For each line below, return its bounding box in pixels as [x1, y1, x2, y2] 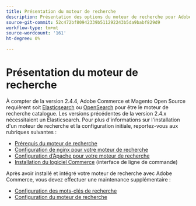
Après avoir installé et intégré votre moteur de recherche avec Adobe [6, 170, 173, 177]
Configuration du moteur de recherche [14, 193, 108, 200]
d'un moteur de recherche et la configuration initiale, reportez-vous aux [6, 122, 178, 129]
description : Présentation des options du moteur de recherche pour [6, 14, 176, 20]
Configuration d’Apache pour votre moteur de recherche [14, 152, 150, 159]
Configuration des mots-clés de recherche [14, 187, 117, 194]
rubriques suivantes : [6, 128, 57, 135]
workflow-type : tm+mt [6, 25, 59, 31]
